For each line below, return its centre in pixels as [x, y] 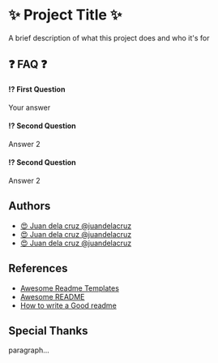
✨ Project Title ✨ [65, 15]
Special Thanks [48, 331]
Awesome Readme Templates [70, 288]
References [38, 268]
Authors [30, 206]
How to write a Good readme [68, 305]
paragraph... [29, 350]
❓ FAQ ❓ [28, 65]
